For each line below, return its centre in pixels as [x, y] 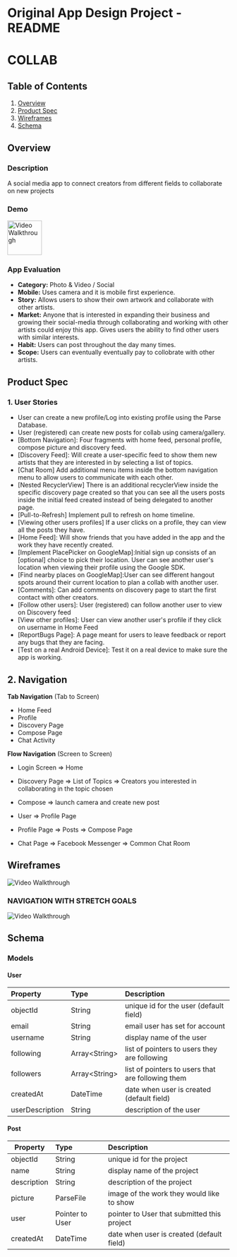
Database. [32, 425]
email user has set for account [175, 1026]
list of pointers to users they [171, 1049]
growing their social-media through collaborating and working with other [123, 322]
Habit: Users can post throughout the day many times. [97, 345]
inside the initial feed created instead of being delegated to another [115, 500]
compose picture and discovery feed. [72, 448]
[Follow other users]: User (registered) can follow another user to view [120, 605]
